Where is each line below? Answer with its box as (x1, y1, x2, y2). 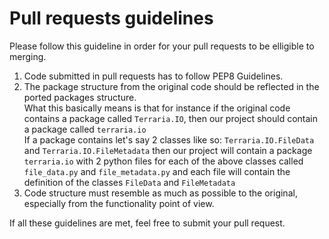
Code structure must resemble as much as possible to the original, (23, 187, 298, 199)
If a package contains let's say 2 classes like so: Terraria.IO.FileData (23, 133, 315, 146)
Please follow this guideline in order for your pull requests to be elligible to (9, 40, 315, 52)
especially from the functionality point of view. (23, 197, 215, 209)
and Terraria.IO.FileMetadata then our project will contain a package (23, 144, 313, 156)
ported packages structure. (23, 91, 137, 103)
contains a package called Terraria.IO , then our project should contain (23, 112, 318, 124)
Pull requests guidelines (9, 7, 214, 30)
